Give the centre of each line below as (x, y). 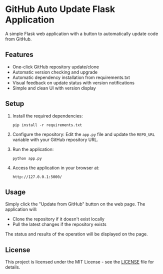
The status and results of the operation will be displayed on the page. (77, 234)
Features (19, 55)
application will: (21, 209)
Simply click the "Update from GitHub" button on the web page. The (75, 204)
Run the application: (33, 149)
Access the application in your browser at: (56, 167)
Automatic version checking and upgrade (55, 72)
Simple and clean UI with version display (54, 88)
